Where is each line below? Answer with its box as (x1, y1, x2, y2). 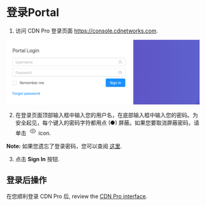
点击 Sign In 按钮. (15, 155, 60, 162)
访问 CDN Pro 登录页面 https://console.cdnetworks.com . (15, 27, 158, 34)
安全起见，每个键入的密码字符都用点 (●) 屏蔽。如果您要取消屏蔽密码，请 (15, 119, 199, 126)
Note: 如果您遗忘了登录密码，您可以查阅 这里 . (6, 142, 123, 150)
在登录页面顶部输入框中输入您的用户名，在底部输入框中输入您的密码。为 (15, 111, 198, 118)
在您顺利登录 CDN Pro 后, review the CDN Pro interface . (6, 193, 148, 200)
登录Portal (6, 6, 59, 20)
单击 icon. (15, 129, 51, 137)
